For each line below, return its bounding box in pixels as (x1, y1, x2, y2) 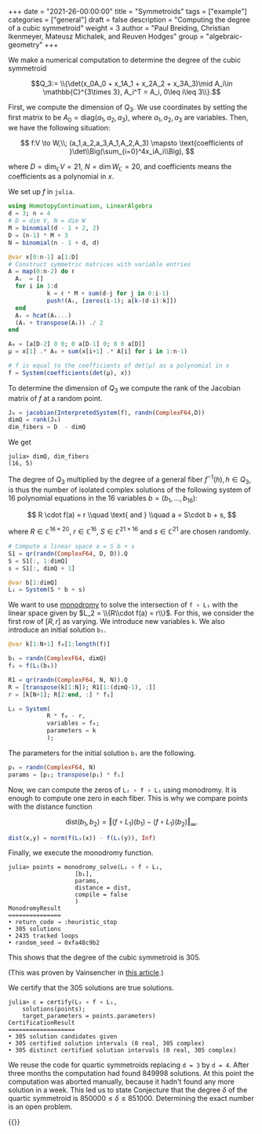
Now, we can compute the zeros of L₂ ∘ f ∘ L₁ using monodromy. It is (8, 785, 237, 795)
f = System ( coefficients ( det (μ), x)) (8, 369, 132, 376)
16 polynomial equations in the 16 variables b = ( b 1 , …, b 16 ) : (8, 493, 198, 505)
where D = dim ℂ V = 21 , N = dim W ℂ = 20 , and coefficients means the (8, 161, 232, 173)
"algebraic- (206, 31, 243, 41)
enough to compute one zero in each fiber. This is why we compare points (8, 793, 249, 802)
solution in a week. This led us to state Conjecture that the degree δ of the (8, 1085, 248, 1095)
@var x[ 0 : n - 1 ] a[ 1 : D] (8, 253, 79, 261)
